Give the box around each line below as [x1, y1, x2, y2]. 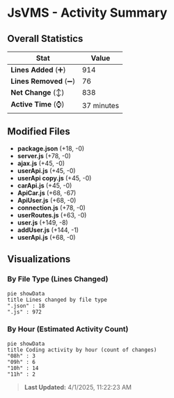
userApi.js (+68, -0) [17, 233, 76, 241]
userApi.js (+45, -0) [17, 166, 76, 175]
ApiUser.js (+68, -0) [17, 196, 77, 204]
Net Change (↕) [10, 88, 65, 97]
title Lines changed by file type [7, 296, 108, 303]
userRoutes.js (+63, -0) [17, 211, 87, 219]
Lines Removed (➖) [10, 77, 75, 86]
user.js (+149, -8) [17, 218, 68, 227]
